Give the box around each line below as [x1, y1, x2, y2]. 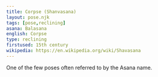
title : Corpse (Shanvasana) [6, 8, 77, 15]
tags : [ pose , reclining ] [6, 20, 66, 26]
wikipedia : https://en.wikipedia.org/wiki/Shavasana [6, 48, 141, 54]
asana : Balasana [6, 25, 47, 32]
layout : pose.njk [6, 14, 50, 20]
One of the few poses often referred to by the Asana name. [6, 64, 153, 71]
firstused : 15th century [6, 42, 68, 48]
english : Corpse [6, 31, 47, 37]
